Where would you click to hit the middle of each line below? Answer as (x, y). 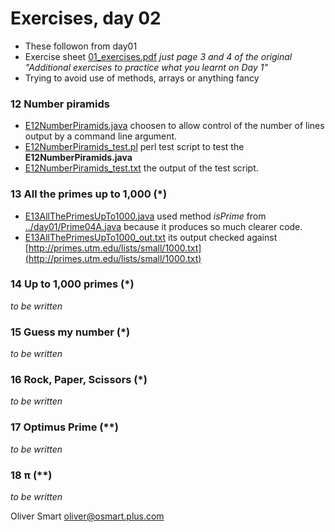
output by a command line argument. (101, 136)
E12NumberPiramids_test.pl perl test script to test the (134, 147)
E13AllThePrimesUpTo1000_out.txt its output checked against (151, 237)
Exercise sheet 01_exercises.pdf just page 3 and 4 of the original (158, 56)
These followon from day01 (81, 46)
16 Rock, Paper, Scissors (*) (79, 380)
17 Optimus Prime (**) (64, 427)
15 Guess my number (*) (70, 332)
